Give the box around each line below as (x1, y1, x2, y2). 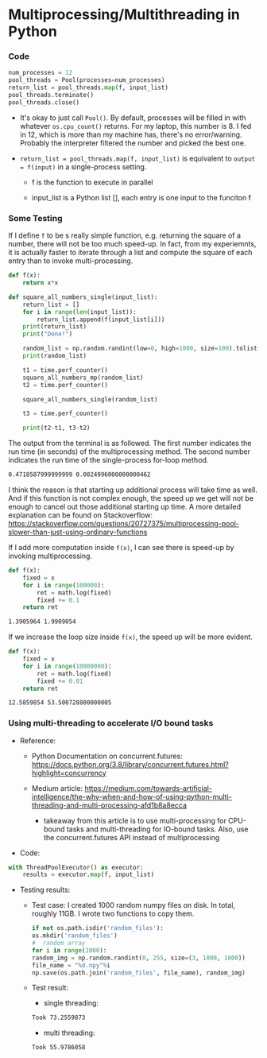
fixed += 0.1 (37, 596, 80, 604)
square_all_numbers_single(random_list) (22, 395, 158, 403)
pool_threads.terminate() (8, 91, 94, 99)
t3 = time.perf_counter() (22, 409, 109, 418)
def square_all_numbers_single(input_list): (8, 293, 158, 301)
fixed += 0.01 (37, 677, 83, 685)
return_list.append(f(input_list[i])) (37, 316, 165, 324)
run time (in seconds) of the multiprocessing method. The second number (8, 447, 250, 456)
